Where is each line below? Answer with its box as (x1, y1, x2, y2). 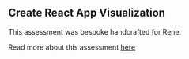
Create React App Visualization (8, 6, 166, 20)
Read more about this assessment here (8, 42, 136, 52)
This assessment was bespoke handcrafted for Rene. (8, 27, 182, 36)
